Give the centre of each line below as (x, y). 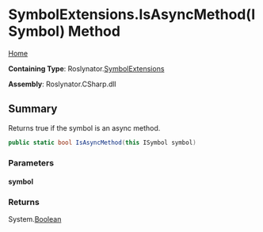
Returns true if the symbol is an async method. (84, 127)
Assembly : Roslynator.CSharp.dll (62, 84)
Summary (33, 109)
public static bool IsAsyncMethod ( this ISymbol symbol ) (102, 143)
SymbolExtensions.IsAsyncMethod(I (132, 15)
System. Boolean (35, 219)
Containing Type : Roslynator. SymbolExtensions (86, 68)
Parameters (31, 162)
